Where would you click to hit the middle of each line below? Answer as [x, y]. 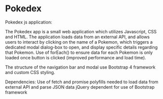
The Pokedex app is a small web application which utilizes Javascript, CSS [81, 31]
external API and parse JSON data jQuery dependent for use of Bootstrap [80, 87]
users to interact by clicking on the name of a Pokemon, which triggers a [79, 42]
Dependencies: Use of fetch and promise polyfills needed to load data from [82, 82]
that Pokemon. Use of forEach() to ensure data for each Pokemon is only [79, 52]
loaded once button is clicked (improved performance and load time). [76, 57]
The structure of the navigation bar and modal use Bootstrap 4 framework [80, 67]
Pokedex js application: [29, 22]
